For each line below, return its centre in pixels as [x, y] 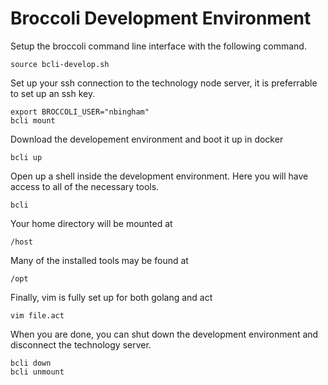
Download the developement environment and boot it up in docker [147, 139]
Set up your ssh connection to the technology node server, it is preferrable [164, 83]
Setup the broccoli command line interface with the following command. [158, 46]
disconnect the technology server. [81, 344]
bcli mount [33, 120]
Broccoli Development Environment [161, 18]
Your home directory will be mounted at [91, 223]
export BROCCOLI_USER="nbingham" [80, 112]
